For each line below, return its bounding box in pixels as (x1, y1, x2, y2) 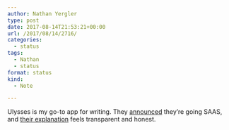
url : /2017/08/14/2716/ (7, 30, 78, 37)
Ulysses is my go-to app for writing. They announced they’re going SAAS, (7, 108, 223, 116)
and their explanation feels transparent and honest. (7, 115, 156, 124)
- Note (13, 82, 33, 89)
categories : (7, 37, 42, 44)
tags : (7, 50, 23, 57)
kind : (7, 75, 23, 83)
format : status (7, 69, 52, 76)
